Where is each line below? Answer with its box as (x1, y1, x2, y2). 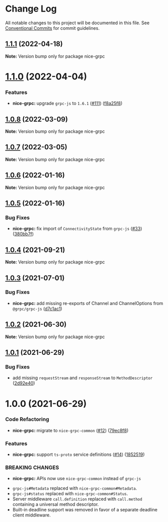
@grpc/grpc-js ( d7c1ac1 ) (12, 305, 62, 311)
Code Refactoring (5, 416, 49, 423)
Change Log (5, 3, 57, 15)
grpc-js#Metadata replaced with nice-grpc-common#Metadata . (12, 485, 137, 491)
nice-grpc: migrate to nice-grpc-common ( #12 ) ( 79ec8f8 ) (12, 427, 129, 433)
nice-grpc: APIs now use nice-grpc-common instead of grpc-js (12, 476, 141, 482)
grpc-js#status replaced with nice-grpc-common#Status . (12, 491, 128, 497)
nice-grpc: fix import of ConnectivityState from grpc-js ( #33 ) (12, 226, 142, 232)
